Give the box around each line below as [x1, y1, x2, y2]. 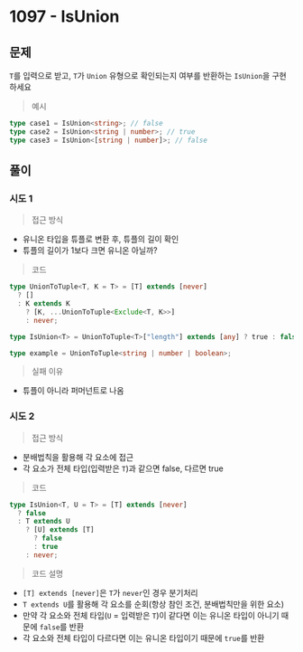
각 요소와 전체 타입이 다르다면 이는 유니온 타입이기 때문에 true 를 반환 [22, 632, 265, 643]
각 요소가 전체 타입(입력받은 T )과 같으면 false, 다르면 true [22, 463, 224, 474]
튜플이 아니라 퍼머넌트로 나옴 [22, 385, 124, 396]
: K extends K [17, 299, 70, 308]
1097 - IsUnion [9, 6, 120, 27]
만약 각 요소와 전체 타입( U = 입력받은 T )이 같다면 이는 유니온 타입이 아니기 [22, 609, 280, 620]
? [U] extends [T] [25, 525, 95, 534]
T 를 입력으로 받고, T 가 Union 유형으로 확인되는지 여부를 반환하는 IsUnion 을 [9, 71, 271, 80]
